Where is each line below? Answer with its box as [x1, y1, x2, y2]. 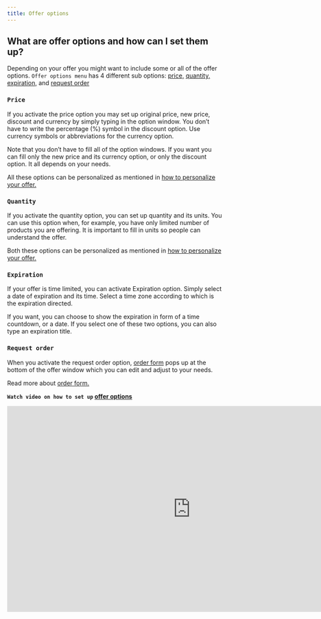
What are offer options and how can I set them [7, 36, 209, 47]
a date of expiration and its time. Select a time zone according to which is [7, 292, 215, 301]
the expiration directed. [7, 299, 73, 307]
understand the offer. [7, 233, 67, 242]
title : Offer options [7, 10, 69, 17]
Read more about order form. [7, 379, 90, 387]
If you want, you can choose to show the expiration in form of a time [7, 313, 200, 321]
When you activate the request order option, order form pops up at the [7, 358, 207, 366]
